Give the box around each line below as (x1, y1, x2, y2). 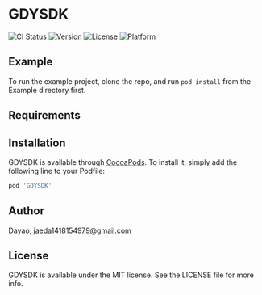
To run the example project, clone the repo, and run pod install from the (8, 76, 252, 86)
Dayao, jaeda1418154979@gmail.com (8, 225, 131, 235)
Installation (8, 136, 66, 150)
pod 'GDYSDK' (8, 181, 52, 190)
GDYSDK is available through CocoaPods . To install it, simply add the (8, 157, 238, 166)
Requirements (8, 108, 81, 122)
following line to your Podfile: (8, 166, 106, 175)
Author (8, 204, 44, 218)
